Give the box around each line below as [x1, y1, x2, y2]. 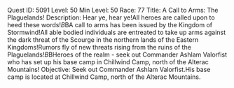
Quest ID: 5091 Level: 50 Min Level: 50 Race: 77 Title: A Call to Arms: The [7, 6, 219, 14]
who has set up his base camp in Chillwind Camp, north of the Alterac [7, 58, 209, 66]
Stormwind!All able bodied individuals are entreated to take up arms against [7, 28, 226, 36]
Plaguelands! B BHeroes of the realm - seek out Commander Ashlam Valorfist [7, 50, 228, 59]
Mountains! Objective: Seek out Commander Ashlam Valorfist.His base [7, 66, 211, 73]
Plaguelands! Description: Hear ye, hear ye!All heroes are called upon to [7, 13, 215, 22]
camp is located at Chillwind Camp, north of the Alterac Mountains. [7, 73, 201, 81]
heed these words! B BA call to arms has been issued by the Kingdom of [7, 21, 212, 29]
